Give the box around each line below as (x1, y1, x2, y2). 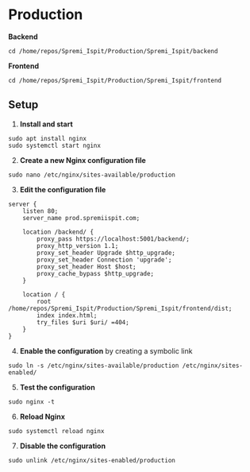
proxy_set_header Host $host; (37, 262, 137, 271)
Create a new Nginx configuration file (19, 155, 147, 164)
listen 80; (22, 207, 59, 215)
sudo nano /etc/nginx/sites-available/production (8, 171, 176, 179)
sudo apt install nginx (8, 134, 87, 142)
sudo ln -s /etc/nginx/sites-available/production (8, 362, 179, 369)
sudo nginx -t (8, 397, 56, 406)
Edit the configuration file (19, 184, 106, 194)
